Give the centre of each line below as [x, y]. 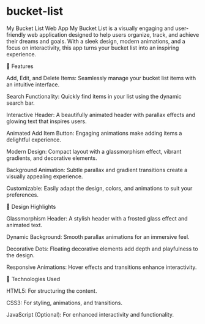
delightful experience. [34, 140]
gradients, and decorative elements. [52, 158]
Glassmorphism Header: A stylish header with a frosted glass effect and [97, 218]
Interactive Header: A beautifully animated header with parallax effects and [101, 115]
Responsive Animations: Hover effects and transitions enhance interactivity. [102, 267]
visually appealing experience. [45, 176]
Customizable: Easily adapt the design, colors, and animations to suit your [99, 188]
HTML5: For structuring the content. [52, 291]
